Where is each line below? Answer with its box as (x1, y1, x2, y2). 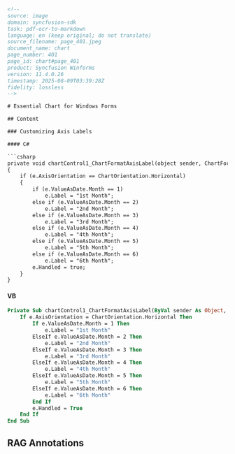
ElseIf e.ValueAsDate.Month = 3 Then (32, 346, 142, 353)
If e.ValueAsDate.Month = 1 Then (32, 321, 130, 328)
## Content (7, 115, 39, 123)
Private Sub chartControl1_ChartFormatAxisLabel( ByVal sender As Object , (7, 307, 227, 314)
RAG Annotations (7, 437, 85, 449)
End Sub (7, 418, 30, 425)
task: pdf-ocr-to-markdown (7, 25, 86, 32)
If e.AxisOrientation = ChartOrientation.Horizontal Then (20, 314, 192, 321)
